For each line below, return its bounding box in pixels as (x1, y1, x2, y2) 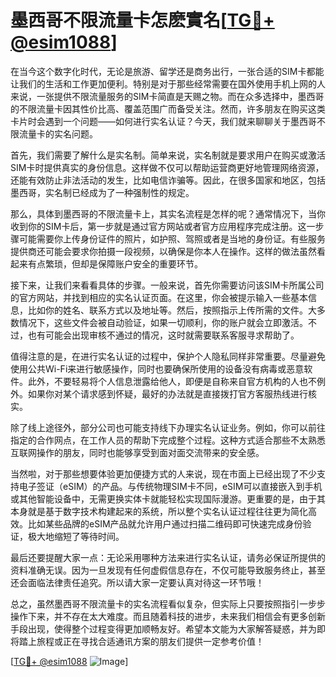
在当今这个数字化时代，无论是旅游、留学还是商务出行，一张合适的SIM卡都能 (10, 65, 325, 77)
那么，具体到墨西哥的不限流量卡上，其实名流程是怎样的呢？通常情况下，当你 (10, 207, 326, 220)
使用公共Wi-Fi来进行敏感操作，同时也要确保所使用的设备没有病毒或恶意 (10, 362, 305, 375)
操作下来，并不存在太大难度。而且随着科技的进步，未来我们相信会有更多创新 (10, 610, 326, 622)
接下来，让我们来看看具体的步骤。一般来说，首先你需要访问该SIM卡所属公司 (10, 279, 325, 291)
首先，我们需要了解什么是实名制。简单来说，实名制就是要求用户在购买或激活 (10, 149, 326, 161)
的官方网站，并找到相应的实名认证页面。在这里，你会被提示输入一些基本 (10, 291, 308, 303)
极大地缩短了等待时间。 (27, 530, 125, 542)
